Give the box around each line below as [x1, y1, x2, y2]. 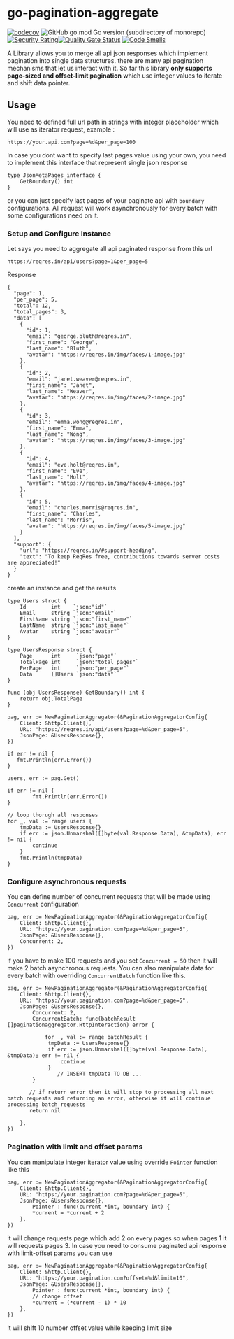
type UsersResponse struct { [7, 646, 92, 653]
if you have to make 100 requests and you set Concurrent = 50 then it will [7, 956, 218, 965]
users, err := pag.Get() [7, 775, 80, 782]
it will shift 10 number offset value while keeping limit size [7, 1324, 173, 1332]
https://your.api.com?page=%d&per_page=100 [7, 139, 136, 146]
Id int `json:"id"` [20, 604, 108, 611]
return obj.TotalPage [20, 695, 82, 702]
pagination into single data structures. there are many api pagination [7, 56, 204, 64]
